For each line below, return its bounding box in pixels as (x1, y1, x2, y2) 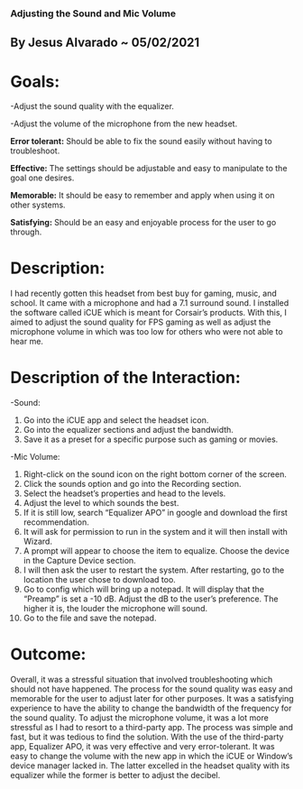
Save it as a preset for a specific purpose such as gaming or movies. (23, 434, 279, 445)
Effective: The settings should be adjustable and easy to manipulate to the (10, 163, 288, 174)
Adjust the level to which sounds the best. (23, 498, 179, 509)
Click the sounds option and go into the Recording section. (23, 479, 242, 490)
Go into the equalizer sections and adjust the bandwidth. (23, 425, 234, 436)
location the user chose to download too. (23, 574, 177, 585)
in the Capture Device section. (23, 555, 136, 566)
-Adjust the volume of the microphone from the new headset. (10, 118, 238, 129)
